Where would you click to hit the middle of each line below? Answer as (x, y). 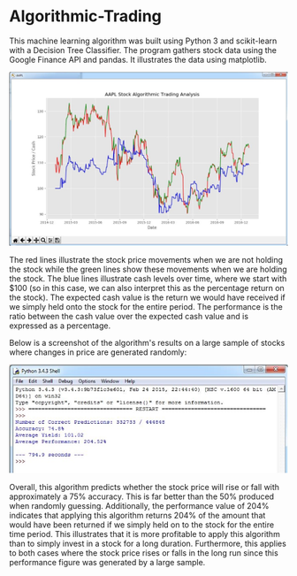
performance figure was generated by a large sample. (107, 563)
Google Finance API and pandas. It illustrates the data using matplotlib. (138, 59)
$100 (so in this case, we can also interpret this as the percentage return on (147, 288)
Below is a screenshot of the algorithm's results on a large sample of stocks (147, 343)
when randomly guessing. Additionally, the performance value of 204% (139, 506)
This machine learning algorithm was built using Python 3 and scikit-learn (143, 41)
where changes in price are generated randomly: (98, 352)
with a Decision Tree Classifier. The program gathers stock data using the (143, 50)
